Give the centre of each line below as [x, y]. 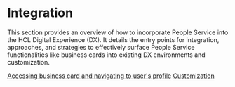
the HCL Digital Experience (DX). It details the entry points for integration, [113, 39]
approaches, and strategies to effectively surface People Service [101, 47]
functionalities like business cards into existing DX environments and [106, 55]
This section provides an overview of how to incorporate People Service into [118, 32]
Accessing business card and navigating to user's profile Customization [111, 76]
